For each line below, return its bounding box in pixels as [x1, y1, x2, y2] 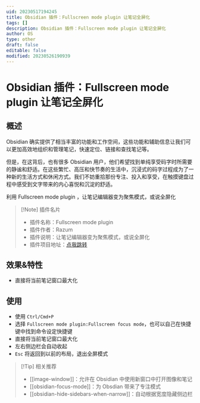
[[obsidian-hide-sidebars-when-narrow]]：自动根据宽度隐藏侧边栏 [29, 390, 193, 398]
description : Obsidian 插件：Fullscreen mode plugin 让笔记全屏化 [6, 25, 167, 32]
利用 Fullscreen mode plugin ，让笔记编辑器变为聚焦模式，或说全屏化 [6, 193, 176, 200]
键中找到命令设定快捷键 [14, 328, 73, 335]
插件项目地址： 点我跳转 [29, 241, 87, 248]
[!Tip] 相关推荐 [20, 363, 57, 370]
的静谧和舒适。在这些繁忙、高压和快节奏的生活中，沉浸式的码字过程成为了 [6, 165, 189, 173]
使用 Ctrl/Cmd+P [14, 313, 54, 320]
